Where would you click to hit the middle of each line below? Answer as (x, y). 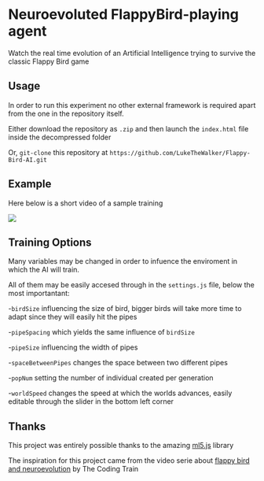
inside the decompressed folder (60, 137)
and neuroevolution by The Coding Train (73, 469)
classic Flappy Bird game (49, 61)
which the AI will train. (44, 270)
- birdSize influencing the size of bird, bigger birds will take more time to (125, 309)
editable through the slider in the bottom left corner (91, 401)
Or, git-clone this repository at (58, 152)
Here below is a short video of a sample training (86, 203)
